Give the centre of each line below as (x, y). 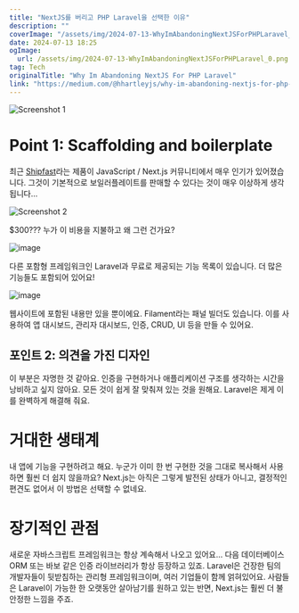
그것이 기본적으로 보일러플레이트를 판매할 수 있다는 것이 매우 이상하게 (148, 182)
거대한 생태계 (54, 440)
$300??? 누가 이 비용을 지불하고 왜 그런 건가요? (92, 229)
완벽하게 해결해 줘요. (54, 401)
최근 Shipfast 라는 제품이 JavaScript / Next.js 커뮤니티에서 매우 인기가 (131, 171)
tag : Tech (28, 68)
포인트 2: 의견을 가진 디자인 (80, 355)
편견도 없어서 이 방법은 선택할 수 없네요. (78, 489)
